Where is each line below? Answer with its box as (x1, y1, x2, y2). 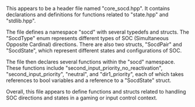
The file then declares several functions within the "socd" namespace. (6, 58, 175, 65)
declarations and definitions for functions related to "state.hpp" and (6, 11, 169, 18)
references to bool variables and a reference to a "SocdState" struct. (6, 77, 171, 84)
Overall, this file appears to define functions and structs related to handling (6, 88, 186, 95)
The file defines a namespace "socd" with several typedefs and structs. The (6, 28, 190, 35)
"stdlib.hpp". (6, 17, 36, 24)
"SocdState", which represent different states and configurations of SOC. (6, 47, 182, 54)
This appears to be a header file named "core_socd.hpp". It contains (6, 5, 170, 12)
